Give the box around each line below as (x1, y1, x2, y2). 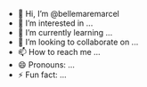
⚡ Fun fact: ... (17, 69, 67, 80)
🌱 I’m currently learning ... (17, 28, 113, 37)
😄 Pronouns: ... (17, 59, 76, 70)
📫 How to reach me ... (17, 47, 101, 57)
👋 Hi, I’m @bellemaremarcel (17, 9, 120, 19)
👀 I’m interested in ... (17, 18, 94, 28)
